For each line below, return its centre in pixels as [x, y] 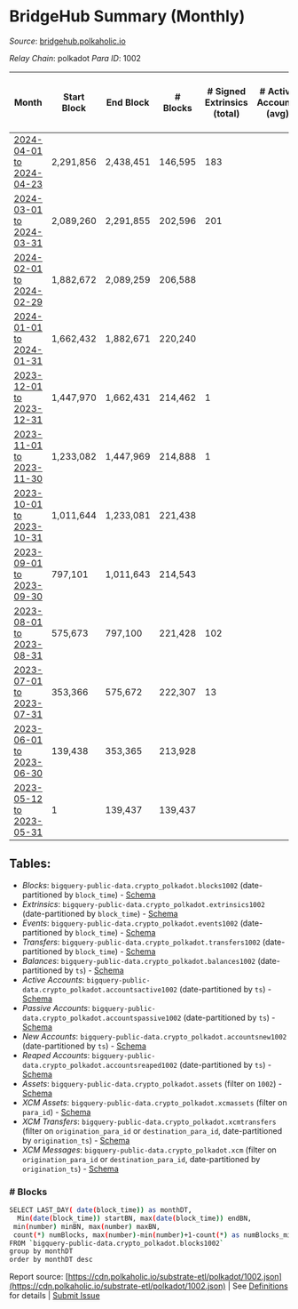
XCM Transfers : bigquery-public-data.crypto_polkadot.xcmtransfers [149, 1121]
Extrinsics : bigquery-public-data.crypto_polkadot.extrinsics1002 [144, 903]
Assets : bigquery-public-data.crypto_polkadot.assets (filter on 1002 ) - [152, 1083]
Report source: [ [39, 1277]
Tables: [30, 864]
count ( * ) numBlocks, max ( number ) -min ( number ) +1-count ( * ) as [126, 1235]
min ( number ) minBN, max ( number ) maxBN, [87, 1226]
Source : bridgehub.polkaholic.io [67, 41]
